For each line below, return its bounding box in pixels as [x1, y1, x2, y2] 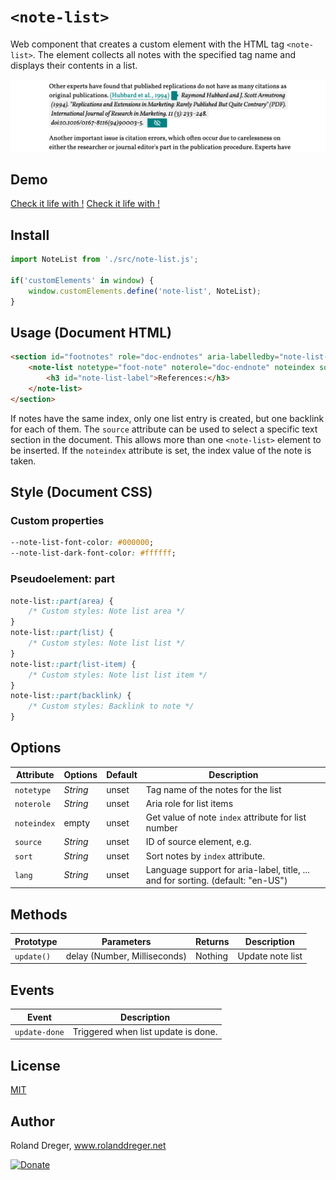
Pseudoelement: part [10, 572, 116, 586]
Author [10, 1113, 55, 1130]
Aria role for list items [145, 797, 234, 809]
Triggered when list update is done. [72, 1025, 218, 1037]
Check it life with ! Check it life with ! [10, 198, 160, 210]
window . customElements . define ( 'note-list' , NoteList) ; [28, 286, 262, 296]
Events [10, 981, 55, 999]
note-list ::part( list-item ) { [10, 659, 137, 669]
